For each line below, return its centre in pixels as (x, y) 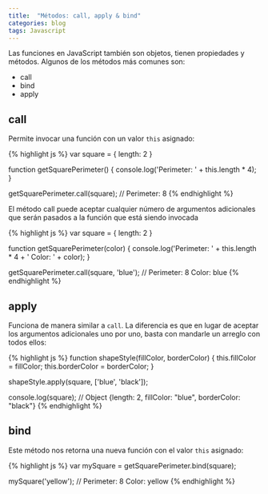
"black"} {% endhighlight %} (55, 406)
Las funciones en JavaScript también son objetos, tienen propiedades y (127, 54)
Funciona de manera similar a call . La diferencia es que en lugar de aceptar (134, 325)
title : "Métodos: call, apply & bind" (75, 16)
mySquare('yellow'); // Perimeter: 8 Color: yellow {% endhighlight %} (122, 481)
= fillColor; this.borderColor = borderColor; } (81, 366)
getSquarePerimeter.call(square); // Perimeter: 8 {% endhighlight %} (121, 193)
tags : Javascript (37, 30)
